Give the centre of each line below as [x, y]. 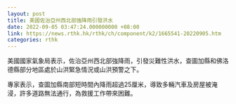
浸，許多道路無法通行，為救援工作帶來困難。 [72, 93]
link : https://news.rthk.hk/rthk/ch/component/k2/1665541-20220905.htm [114, 33]
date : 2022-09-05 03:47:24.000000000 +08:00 [73, 27]
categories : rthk [33, 40]
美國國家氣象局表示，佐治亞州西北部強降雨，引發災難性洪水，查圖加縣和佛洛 [118, 61]
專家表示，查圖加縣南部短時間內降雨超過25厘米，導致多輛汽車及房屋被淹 [112, 84]
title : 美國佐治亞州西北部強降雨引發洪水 [60, 20]
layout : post [26, 14]
